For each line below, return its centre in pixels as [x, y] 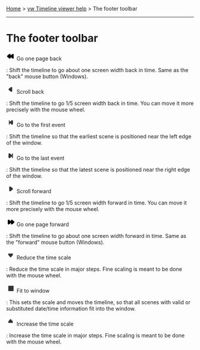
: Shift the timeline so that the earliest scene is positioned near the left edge [99, 136]
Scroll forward [34, 191]
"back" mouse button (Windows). [47, 76]
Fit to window [33, 290]
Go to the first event [41, 125]
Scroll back [30, 91]
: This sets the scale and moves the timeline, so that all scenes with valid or [98, 302]
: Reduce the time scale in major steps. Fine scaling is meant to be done [94, 269]
